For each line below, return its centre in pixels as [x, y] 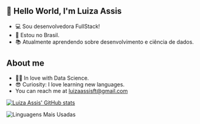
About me [25, 64]
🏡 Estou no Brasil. [37, 35]
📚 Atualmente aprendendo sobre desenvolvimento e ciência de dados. [104, 42]
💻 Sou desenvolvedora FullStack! [58, 26]
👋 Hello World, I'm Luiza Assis [64, 11]
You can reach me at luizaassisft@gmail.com [71, 91]
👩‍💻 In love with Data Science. [52, 78]
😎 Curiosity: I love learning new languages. [70, 84]
